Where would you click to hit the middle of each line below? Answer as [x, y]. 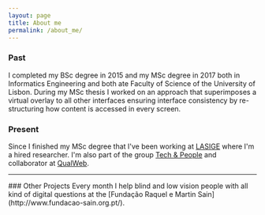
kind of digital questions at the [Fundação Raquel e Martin [102, 194]
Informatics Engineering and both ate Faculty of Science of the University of [132, 83]
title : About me [35, 23]
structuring [26, 108]
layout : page [30, 15]
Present [24, 129]
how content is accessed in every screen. [113, 108]
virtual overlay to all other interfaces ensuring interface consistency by [123, 100]
